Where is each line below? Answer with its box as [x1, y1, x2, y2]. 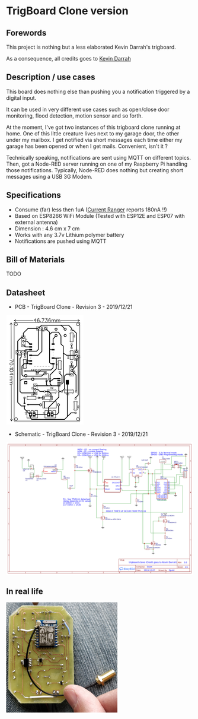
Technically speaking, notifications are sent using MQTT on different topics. [6, 154, 191, 161]
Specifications [6, 190, 61, 200]
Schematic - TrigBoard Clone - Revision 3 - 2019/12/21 [14, 430, 148, 438]
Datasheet [6, 287, 46, 297]
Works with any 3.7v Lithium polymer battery [14, 231, 124, 238]
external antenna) [14, 218, 58, 226]
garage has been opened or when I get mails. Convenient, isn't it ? [6, 142, 168, 150]
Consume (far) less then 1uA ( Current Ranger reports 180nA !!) [14, 206, 167, 213]
